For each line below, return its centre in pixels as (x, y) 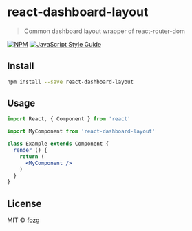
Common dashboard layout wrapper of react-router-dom (105, 31)
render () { (31, 151)
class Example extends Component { (58, 144)
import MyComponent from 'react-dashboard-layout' (81, 131)
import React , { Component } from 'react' (69, 119)
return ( (32, 156)
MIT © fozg (23, 220)
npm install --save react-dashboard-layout (71, 82)
